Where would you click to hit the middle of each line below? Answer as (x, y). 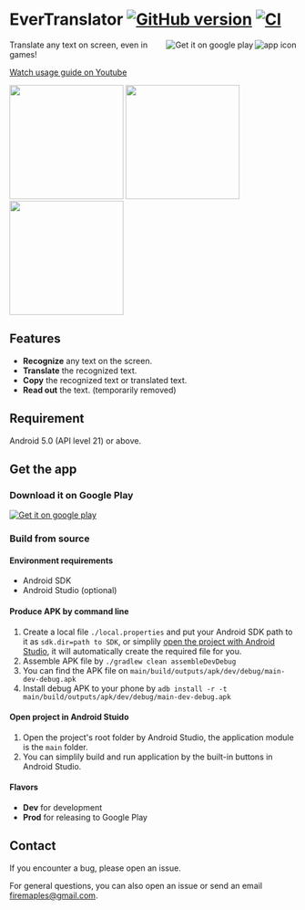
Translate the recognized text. (80, 371)
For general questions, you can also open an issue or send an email (136, 885)
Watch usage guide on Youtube (68, 72)
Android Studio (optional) (70, 591)
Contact (33, 846)
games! (24, 54)
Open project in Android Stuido (69, 717)
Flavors (24, 787)
